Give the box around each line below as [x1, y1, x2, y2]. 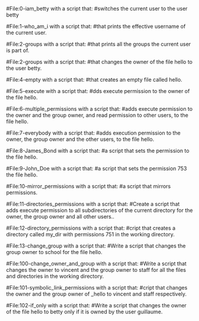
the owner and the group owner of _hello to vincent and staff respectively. [6, 290, 187, 297]
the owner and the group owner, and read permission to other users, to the [6, 112, 188, 118]
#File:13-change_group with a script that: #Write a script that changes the [6, 242, 186, 249]
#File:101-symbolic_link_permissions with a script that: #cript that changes [6, 284, 188, 291]
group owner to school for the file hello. [6, 249, 102, 255]
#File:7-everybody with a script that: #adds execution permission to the [6, 130, 181, 136]
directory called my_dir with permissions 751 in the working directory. [6, 231, 175, 237]
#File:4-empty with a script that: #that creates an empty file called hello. [6, 76, 182, 83]
